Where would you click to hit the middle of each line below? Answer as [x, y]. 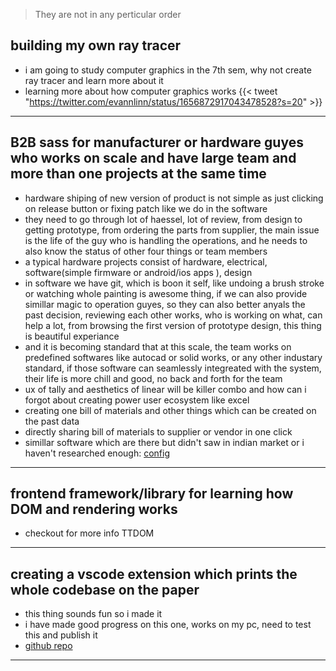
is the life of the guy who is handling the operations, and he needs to [166, 240]
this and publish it [61, 635]
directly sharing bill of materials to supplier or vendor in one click [158, 431]
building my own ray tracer [96, 45]
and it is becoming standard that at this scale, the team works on [158, 346]
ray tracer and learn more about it [94, 80]
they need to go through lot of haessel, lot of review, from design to [163, 219]
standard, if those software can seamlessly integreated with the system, [173, 368]
